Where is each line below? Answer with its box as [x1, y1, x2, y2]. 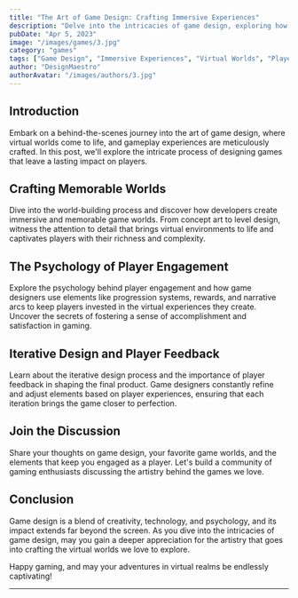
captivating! [9, 570, 53, 581]
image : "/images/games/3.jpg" [9, 37, 122, 47]
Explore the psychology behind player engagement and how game [9, 283, 252, 293]
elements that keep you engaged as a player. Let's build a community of [9, 457, 272, 467]
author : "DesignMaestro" [9, 63, 101, 72]
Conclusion [9, 492, 74, 507]
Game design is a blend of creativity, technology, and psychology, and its [9, 515, 277, 526]
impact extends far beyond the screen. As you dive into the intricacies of [9, 525, 275, 536]
